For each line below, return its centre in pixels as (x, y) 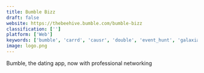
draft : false (23, 18)
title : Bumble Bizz (31, 12)
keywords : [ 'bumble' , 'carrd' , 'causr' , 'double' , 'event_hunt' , (91, 40)
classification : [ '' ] (34, 29)
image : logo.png (27, 46)
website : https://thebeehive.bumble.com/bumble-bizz (74, 23)
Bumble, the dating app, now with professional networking (79, 63)
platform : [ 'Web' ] (29, 35)
